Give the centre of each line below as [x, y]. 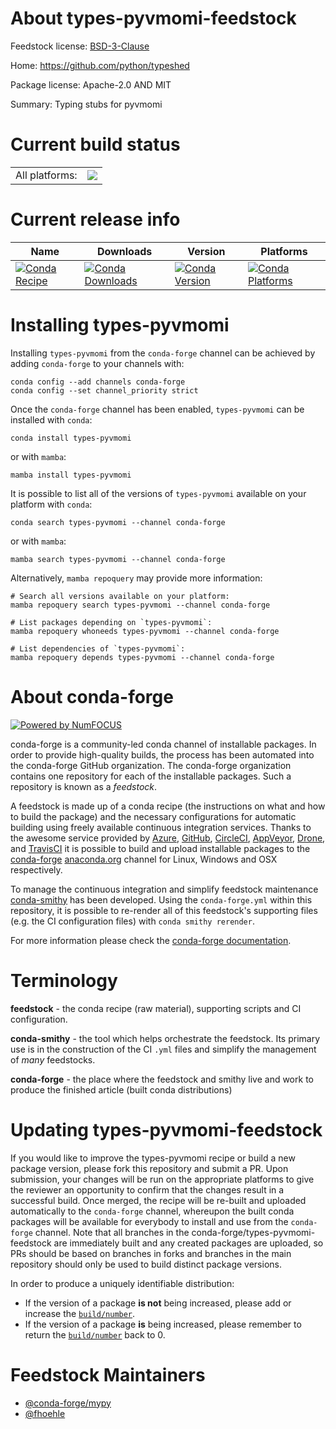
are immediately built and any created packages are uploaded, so [188, 1243]
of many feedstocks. [53, 1059]
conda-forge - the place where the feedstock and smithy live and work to [162, 1079]
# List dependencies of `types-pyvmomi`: [98, 648]
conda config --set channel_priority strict [104, 390]
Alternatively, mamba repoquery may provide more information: [136, 578]
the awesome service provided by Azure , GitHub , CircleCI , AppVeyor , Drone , [168, 838]
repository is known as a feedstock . [84, 786]
